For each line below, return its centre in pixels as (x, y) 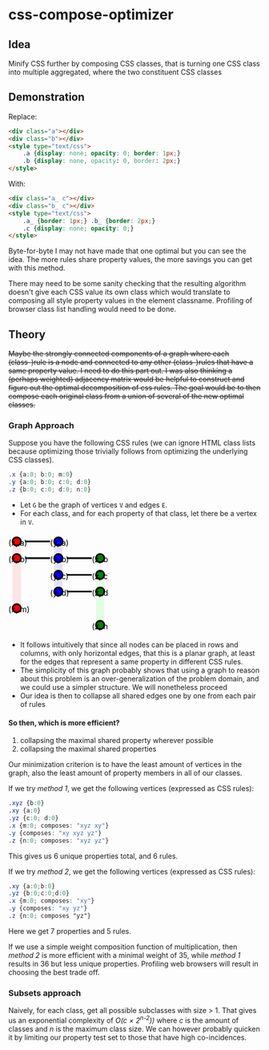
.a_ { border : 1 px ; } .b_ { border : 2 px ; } (89, 221)
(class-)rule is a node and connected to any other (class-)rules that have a (131, 362)
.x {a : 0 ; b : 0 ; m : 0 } (41, 475)
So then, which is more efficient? (64, 722)
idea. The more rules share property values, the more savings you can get (130, 260)
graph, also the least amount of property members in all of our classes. (125, 773)
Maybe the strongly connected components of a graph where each (119, 353)
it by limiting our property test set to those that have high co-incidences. (127, 1037)
